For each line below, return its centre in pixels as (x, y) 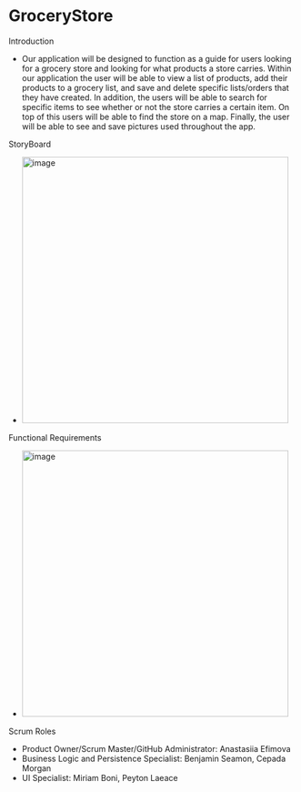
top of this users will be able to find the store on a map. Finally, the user (156, 117)
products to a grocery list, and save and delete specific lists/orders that (156, 87)
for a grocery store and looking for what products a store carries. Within (156, 68)
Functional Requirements (55, 437)
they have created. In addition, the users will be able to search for (144, 97)
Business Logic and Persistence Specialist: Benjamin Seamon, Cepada (154, 758)
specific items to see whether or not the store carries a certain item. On (156, 107)
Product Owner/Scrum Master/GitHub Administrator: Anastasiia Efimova (156, 748)
